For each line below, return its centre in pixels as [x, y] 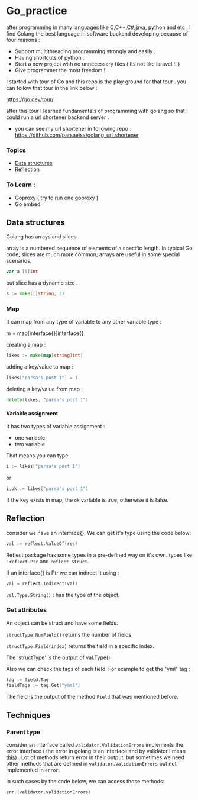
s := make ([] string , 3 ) [35, 294]
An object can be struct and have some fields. [62, 623]
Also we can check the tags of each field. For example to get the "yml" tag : [98, 669]
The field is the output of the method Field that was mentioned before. [92, 696]
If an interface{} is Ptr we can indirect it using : [63, 573]
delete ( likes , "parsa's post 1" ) [47, 400]
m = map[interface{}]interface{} [45, 333]
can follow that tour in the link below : [52, 88]
